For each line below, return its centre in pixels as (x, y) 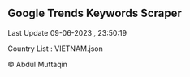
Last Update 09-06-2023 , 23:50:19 (67, 32)
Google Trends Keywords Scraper (95, 13)
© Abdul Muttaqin (38, 64)
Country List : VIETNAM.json (55, 49)
